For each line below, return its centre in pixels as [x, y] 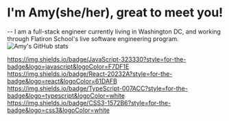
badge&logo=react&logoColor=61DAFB [62, 81]
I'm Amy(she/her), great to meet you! [115, 13]
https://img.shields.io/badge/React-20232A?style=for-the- [90, 74]
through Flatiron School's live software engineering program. [93, 38]
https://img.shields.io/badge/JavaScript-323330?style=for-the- [97, 59]
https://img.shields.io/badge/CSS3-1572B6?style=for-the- [89, 103]
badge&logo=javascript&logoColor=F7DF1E [68, 66]
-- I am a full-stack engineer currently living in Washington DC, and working [114, 31]
